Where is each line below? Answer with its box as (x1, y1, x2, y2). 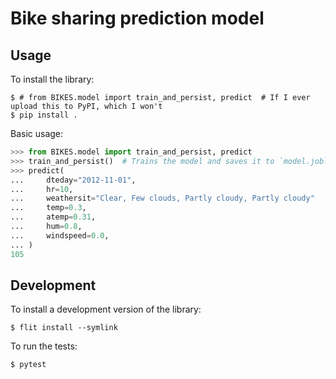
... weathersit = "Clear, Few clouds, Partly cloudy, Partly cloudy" (10, 193, 315, 204)
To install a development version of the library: (10, 303, 202, 316)
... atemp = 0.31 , (10, 212, 97, 222)
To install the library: (10, 73, 95, 85)
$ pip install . (10, 110, 78, 120)
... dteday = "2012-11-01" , (10, 175, 137, 185)
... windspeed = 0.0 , (10, 230, 110, 241)
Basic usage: (10, 128, 64, 139)
